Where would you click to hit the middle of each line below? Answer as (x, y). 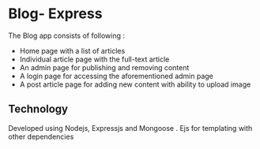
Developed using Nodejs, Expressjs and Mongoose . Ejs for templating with (130, 128)
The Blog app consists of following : (66, 35)
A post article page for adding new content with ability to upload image (135, 84)
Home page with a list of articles (72, 50)
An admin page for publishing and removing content (104, 67)
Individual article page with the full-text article (94, 59)
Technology (38, 109)
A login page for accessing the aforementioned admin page (116, 76)
